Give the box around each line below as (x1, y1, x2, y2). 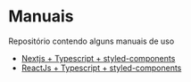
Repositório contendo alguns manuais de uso (8, 36, 175, 46)
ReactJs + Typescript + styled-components (21, 62, 182, 73)
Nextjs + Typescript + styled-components (21, 53, 176, 63)
